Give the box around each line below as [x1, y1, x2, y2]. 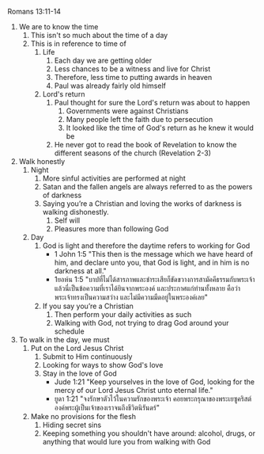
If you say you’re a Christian [42, 301, 134, 311]
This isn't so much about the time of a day [30, 31, 168, 40]
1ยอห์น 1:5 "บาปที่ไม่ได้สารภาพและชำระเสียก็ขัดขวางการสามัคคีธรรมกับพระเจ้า [54, 275, 255, 284]
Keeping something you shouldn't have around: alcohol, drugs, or [42, 429, 256, 438]
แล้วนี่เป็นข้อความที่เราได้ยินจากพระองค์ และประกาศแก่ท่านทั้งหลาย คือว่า [54, 284, 240, 292]
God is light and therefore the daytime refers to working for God [42, 241, 251, 250]
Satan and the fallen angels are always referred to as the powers [42, 182, 253, 191]
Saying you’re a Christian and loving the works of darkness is [42, 199, 242, 208]
